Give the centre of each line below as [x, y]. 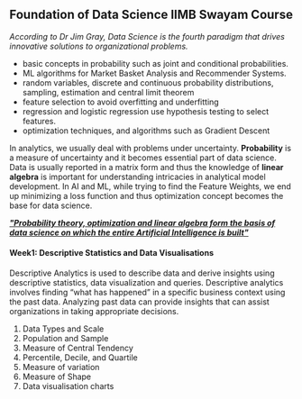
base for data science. [51, 205]
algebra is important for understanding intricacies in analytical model [137, 177]
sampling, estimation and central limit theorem [108, 92]
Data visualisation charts [68, 386]
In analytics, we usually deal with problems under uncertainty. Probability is [150, 148]
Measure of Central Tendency [78, 348]
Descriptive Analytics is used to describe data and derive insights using [142, 273]
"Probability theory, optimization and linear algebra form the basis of [142, 222]
